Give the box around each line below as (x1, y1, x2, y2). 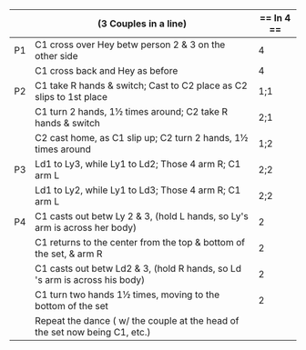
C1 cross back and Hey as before (35, 65, 178, 76)
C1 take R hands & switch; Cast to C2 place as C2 (35, 79, 248, 92)
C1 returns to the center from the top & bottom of (35, 236, 246, 248)
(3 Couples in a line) (97, 17, 188, 30)
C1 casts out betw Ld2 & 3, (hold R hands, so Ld (35, 263, 241, 275)
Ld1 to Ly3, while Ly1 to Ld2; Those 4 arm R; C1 (35, 158, 241, 170)
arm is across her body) (35, 222, 138, 234)
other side (35, 50, 78, 62)
